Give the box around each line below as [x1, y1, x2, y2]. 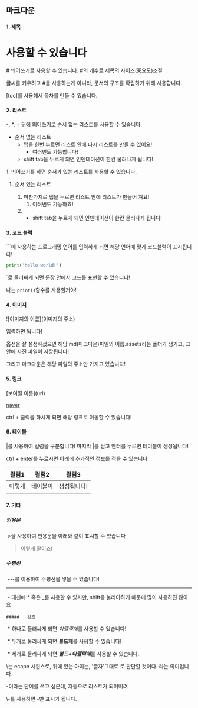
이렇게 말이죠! [20, 545, 53, 552]
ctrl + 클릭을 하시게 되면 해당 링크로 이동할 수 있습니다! [6, 413, 132, 421]
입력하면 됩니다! [6, 328, 43, 335]
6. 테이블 [6, 428, 27, 435]
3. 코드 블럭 [6, 229, 33, 236]
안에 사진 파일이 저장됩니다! [6, 348, 70, 355]
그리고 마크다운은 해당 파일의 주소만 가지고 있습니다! [6, 360, 126, 368]
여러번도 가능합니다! [32, 148, 78, 156]
